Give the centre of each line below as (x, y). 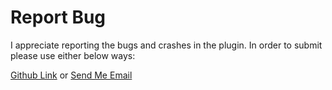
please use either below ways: (73, 55)
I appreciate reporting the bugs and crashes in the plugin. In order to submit (166, 45)
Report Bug (58, 17)
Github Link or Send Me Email (71, 75)
